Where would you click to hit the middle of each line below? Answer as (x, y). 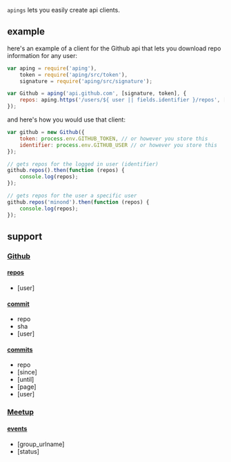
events (17, 429)
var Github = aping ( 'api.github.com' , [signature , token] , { (97, 94)
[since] (27, 372)
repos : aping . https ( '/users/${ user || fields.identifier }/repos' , (120, 100)
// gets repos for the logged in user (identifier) (83, 164)
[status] (28, 451)
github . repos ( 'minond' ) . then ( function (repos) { (78, 202)
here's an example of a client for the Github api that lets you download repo (114, 48)
